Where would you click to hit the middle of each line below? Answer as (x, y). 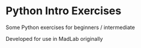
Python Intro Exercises (64, 11)
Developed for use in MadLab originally (54, 39)
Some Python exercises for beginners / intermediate (70, 27)
